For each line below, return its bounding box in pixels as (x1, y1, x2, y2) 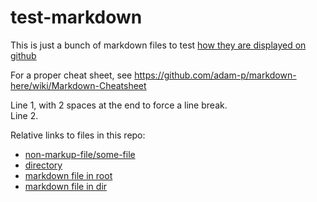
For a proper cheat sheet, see (10, 69, 133, 81)
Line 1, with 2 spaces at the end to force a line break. (10, 99, 228, 111)
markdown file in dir (24, 180, 108, 192)
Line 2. (10, 109, 39, 121)
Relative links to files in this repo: (10, 129, 146, 141)
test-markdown (10, 6, 143, 29)
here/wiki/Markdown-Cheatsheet (10, 79, 147, 91)
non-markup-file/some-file (24, 148, 136, 160)
